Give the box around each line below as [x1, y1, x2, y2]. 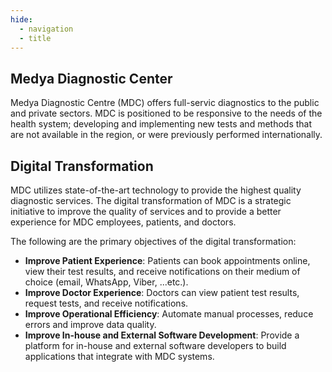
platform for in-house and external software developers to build [24, 340, 287, 351]
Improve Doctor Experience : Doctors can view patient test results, [24, 287, 300, 298]
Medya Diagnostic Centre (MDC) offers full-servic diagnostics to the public [10, 97, 320, 109]
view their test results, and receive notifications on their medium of [24, 266, 301, 277]
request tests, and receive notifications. [24, 297, 189, 309]
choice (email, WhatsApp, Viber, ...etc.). [24, 276, 189, 288]
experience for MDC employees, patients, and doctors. [10, 216, 237, 228]
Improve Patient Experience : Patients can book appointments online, [24, 255, 311, 266]
